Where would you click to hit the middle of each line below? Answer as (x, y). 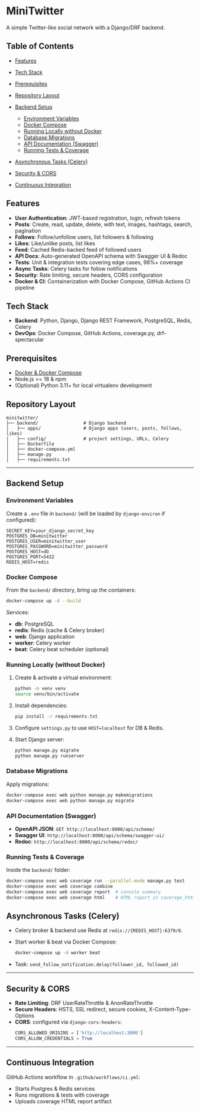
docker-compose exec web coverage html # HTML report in (82, 898)
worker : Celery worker (43, 643)
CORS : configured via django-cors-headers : (68, 1022)
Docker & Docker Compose (48, 373)
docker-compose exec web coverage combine (60, 887)
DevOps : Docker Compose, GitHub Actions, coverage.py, (85, 333)
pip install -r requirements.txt (56, 716)
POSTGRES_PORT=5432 (30, 557)
